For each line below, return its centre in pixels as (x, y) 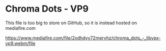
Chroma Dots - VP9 (47, 9)
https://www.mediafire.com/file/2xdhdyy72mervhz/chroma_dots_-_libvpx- (83, 38)
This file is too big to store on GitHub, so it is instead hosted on (71, 23)
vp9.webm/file (20, 43)
